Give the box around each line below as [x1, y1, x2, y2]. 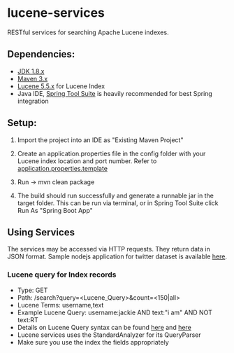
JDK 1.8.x [17, 67, 45, 75]
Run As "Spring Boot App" [17, 206, 93, 214]
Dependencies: [7, 48, 75, 60]
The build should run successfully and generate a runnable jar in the [17, 191, 214, 200]
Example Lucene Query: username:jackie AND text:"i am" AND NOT [17, 308, 213, 317]
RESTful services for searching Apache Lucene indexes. [7, 28, 169, 36]
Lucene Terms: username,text [17, 300, 104, 309]
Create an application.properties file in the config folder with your [17, 149, 206, 158]
